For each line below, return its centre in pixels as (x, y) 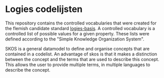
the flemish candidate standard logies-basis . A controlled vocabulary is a (80, 28)
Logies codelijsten (44, 9)
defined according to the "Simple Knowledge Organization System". (75, 39)
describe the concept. (28, 70)
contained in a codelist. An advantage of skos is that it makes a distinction (81, 54)
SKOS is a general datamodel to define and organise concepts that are (77, 48)
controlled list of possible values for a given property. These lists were (77, 33)
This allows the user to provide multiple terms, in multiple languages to (78, 64)
